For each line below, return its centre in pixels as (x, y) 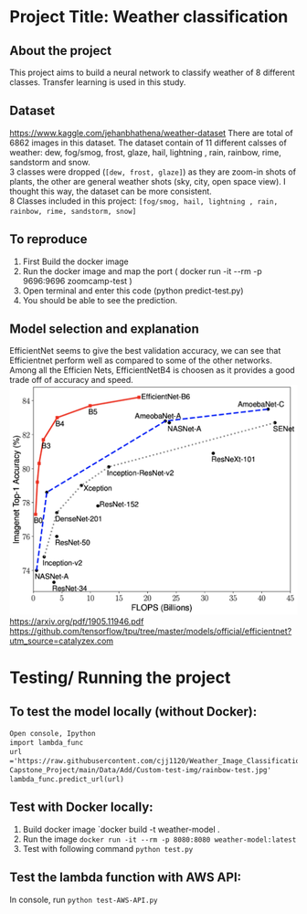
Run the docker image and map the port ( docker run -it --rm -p (142, 271)
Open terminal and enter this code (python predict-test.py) (133, 291)
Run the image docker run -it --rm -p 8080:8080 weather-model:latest (159, 839)
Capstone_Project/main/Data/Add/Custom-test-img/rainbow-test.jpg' (141, 770)
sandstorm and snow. (50, 162)
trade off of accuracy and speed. (72, 380)
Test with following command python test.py (108, 848)
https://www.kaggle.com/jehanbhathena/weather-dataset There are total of (152, 133)
